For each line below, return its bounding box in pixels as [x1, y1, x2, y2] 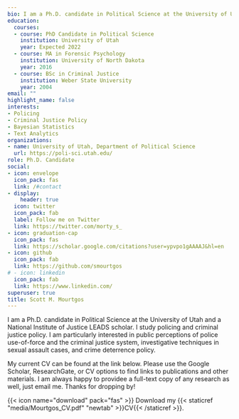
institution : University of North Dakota [20, 57, 144, 64]
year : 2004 [20, 84, 53, 91]
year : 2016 [20, 64, 53, 71]
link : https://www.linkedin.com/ [14, 283, 113, 290]
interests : [7, 104, 40, 111]
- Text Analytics [7, 130, 59, 137]
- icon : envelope [7, 169, 59, 177]
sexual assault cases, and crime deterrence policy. [7, 345, 156, 354]
